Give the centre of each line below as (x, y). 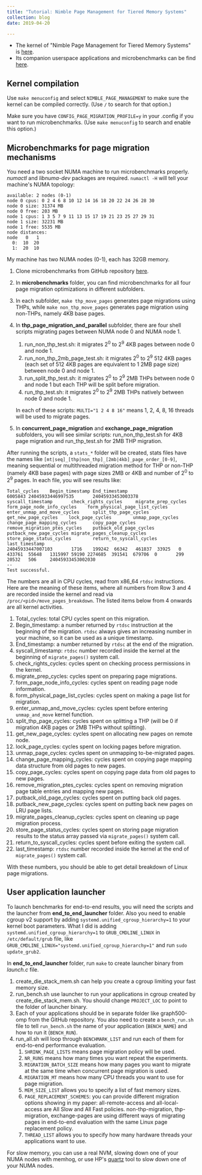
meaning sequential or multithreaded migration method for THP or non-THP (100, 465)
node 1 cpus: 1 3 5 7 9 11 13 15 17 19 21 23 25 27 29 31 (81, 217)
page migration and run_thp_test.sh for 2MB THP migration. (89, 441)
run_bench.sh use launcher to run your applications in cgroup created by (105, 994)
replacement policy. (49, 1128)
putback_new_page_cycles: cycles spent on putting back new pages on (104, 804)
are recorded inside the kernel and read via (60, 594)
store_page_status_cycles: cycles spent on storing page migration (97, 829)
